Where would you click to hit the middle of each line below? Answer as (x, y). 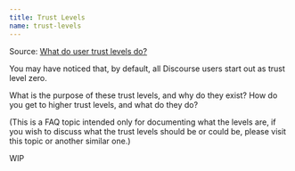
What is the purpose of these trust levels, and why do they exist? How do (143, 95)
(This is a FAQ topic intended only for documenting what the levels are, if (143, 122)
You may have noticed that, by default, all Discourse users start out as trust (147, 69)
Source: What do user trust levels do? (78, 51)
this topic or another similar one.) (70, 141)
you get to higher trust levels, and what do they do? (104, 104)
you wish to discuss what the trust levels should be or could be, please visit (148, 131)
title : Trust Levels (48, 17)
